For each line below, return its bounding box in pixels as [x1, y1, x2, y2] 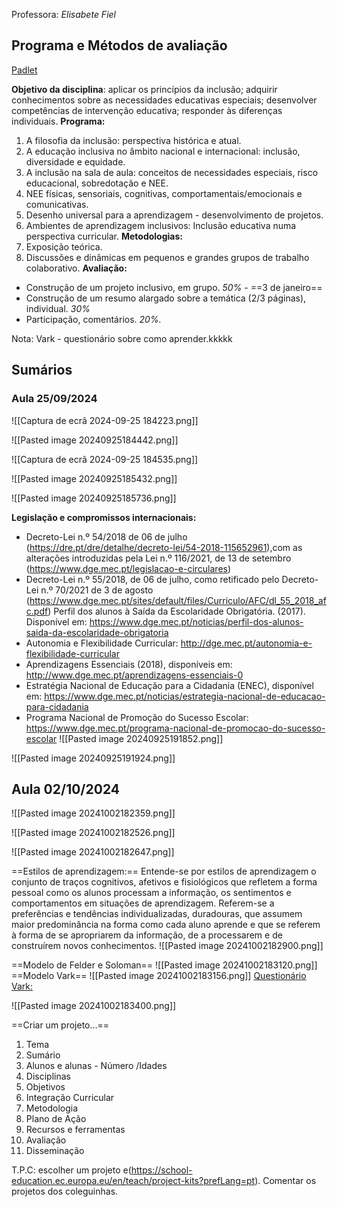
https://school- [130, 1164, 193, 1176]
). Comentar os [254, 1175, 317, 1187]
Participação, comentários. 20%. [25, 313, 162, 325]
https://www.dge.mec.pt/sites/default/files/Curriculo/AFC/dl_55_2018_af [29, 594, 327, 606]
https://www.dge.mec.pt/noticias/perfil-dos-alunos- [89, 615, 304, 628]
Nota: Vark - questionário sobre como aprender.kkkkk [11, 332, 233, 344]
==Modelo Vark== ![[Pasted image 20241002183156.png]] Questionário [11, 970, 307, 982]
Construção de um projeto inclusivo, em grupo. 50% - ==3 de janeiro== [25, 281, 323, 293]
